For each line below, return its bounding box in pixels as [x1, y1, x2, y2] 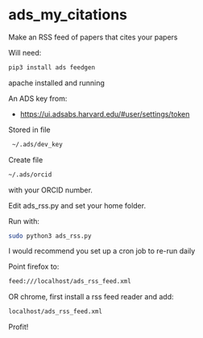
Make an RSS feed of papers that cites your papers [8, 32, 178, 42]
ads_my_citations [8, 6, 127, 24]
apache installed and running [8, 78, 105, 88]
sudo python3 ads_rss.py [8, 232, 92, 240]
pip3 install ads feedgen [8, 63, 95, 72]
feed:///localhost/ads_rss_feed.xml [8, 278, 131, 286]
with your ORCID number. [8, 185, 93, 195]
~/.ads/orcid [8, 171, 52, 179]
